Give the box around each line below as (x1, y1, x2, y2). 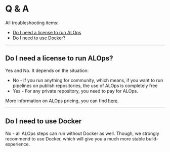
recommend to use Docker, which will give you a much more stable (5, 135, 145, 141)
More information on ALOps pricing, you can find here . (5, 98, 119, 104)
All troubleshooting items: (5, 20, 59, 26)
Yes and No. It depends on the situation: (5, 67, 89, 73)
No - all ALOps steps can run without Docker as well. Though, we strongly (5, 130, 159, 136)
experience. (5, 141, 30, 147)
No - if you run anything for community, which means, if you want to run (12, 77, 163, 83)
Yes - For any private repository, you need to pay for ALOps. (12, 88, 138, 94)
